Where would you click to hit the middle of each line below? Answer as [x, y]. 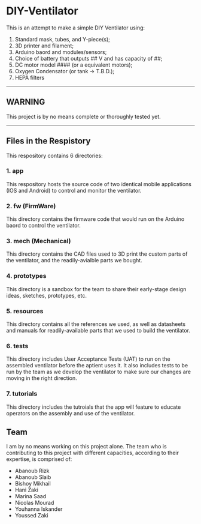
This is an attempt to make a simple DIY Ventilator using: [76, 28]
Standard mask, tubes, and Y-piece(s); [63, 39]
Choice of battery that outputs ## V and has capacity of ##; [89, 58]
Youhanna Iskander [39, 509]
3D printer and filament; [44, 46]
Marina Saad [31, 496]
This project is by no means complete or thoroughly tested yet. [84, 116]
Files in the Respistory [48, 141]
